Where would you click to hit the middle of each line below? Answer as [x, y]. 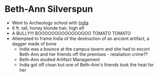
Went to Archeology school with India [50, 23]
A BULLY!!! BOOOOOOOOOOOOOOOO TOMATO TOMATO [71, 33]
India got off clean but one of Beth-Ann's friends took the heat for [86, 65]
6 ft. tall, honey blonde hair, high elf [48, 28]
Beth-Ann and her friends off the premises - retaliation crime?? [83, 54]
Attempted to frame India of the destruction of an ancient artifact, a [80, 38]
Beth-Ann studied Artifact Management [59, 59]
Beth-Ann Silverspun [49, 9]
